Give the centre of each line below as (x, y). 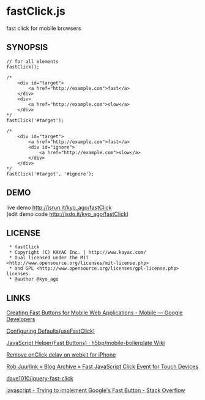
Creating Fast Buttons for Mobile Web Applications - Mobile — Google (95, 313)
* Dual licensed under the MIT (49, 258)
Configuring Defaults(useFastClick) (51, 331)
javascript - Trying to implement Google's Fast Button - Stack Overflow (96, 390)
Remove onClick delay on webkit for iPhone (61, 355)
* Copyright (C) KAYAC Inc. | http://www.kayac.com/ (78, 253)
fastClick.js (36, 11)
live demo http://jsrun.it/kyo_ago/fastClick (59, 207)
